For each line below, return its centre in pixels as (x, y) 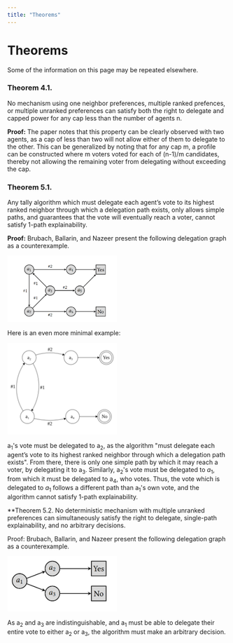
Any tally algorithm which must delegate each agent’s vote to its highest (111, 203)
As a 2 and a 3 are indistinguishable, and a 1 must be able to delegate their (111, 623)
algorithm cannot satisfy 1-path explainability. (73, 497)
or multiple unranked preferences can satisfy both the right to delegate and (115, 110)
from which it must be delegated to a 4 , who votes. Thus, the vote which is (114, 479)
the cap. (19, 169)
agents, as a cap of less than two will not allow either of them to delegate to (116, 139)
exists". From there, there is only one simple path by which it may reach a (113, 462)
